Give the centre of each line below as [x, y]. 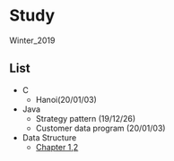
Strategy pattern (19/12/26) [86, 118]
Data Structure [49, 137]
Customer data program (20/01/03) [100, 128]
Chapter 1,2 [57, 147]
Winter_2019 [32, 40]
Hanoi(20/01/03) [66, 99]
